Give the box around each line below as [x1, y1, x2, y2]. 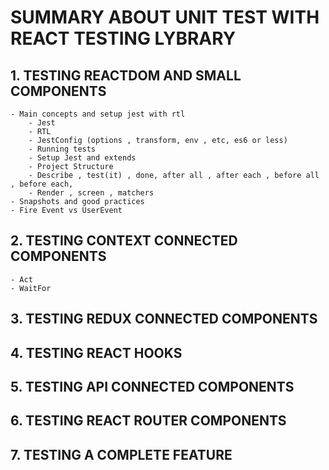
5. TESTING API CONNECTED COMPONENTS [10, 378, 295, 395]
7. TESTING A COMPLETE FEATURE [10, 446, 233, 463]
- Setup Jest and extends [28, 153, 137, 163]
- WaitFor [10, 283, 52, 293]
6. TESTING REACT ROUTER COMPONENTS [10, 412, 287, 430]
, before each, [10, 179, 74, 189]
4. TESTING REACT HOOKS [10, 344, 183, 361]
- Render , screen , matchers [28, 188, 155, 198]
